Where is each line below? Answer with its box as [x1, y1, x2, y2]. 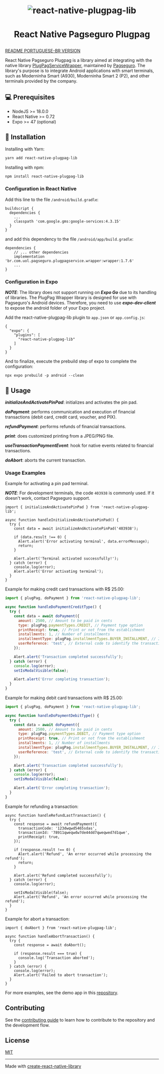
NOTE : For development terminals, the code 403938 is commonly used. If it [5, 490, 155, 496]
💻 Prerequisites [5, 93, 55, 101]
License [5, 1036, 30, 1045]
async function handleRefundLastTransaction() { [5, 813, 106, 818]
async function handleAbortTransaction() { [5, 934, 95, 939]
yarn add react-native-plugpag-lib [5, 155, 78, 160]
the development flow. [5, 1022, 50, 1028]
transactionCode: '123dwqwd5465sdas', [18, 826, 97, 830]
